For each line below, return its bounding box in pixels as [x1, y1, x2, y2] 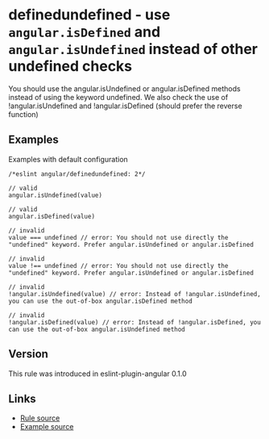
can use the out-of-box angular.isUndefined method [8, 325, 185, 333]
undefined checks [8, 57, 133, 76]
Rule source [19, 413, 60, 423]
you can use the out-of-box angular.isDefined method [8, 297, 193, 305]
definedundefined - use [8, 6, 171, 24]
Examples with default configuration [8, 154, 129, 164]
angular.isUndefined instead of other [8, 40, 258, 58]
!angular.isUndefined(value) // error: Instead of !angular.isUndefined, [8, 290, 262, 298]
